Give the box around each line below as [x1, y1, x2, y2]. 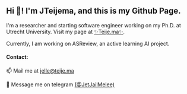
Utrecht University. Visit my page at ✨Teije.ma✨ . [6, 28, 125, 35]
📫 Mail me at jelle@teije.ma [6, 67, 74, 74]
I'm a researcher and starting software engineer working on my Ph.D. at [6, 21, 181, 29]
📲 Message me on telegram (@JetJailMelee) [6, 81, 115, 88]
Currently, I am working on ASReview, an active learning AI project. [6, 40, 170, 47]
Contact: [6, 54, 28, 61]
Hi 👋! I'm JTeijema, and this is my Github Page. [6, 6, 181, 16]
